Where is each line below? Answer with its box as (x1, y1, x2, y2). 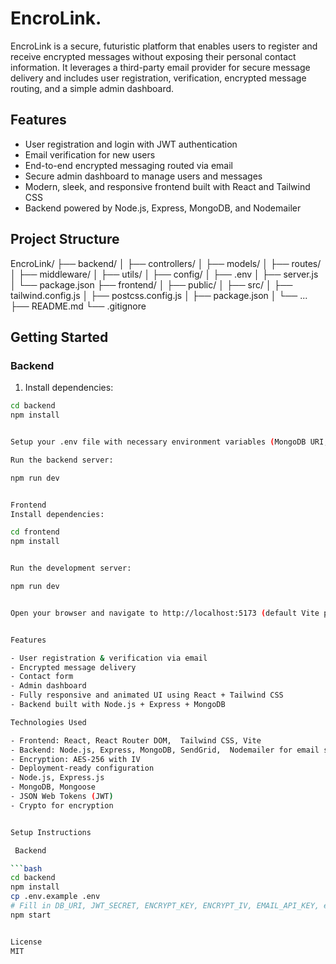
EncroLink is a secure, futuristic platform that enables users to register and (10, 40, 318, 52)
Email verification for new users (24, 148, 156, 161)
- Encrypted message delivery (10, 662, 137, 672)
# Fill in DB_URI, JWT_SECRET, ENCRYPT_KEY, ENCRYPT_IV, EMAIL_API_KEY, (10, 901, 320, 911)
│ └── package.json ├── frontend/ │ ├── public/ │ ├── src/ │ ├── (10, 278, 293, 291)
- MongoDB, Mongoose (10, 782, 97, 792)
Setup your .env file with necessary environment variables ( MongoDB (10, 437, 307, 447)
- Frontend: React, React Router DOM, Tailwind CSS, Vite (10, 735, 262, 746)
